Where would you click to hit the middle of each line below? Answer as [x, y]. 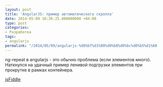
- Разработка [18, 32]
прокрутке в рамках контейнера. [39, 70]
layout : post [18, 9]
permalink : [16, 46]
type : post [16, 23]
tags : [10, 37]
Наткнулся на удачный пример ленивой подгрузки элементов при [74, 65]
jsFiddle [13, 79]
